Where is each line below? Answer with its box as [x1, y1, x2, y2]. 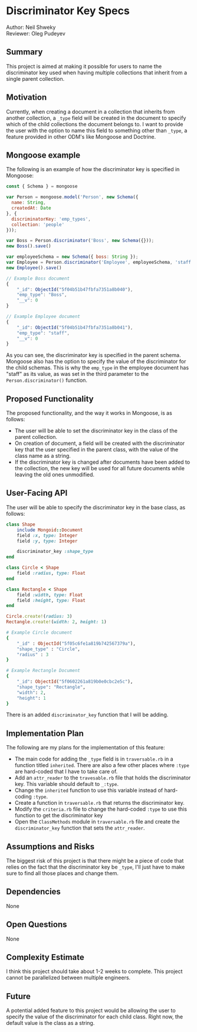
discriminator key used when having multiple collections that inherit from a [6, 69, 188, 76]
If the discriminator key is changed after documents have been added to [14, 458, 191, 466]
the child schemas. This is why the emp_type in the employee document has [6, 364, 189, 371]
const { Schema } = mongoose [6, 184, 78, 189]
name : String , [11, 199, 46, 206]
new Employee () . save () [6, 264, 62, 271]
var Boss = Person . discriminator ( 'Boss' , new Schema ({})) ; [6, 238, 155, 244]
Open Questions [6, 919, 67, 930]
